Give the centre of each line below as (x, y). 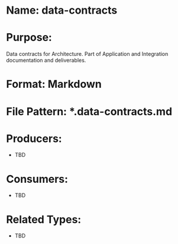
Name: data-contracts (62, 10)
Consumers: (37, 179)
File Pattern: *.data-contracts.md (89, 111)
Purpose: (29, 38)
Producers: (34, 139)
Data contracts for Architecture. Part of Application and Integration (87, 54)
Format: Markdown (54, 84)
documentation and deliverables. (46, 61)
